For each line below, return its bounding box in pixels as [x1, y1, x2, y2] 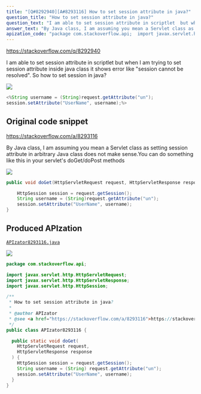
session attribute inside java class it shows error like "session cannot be [6, 65, 184, 72]
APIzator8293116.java [6, 239, 60, 245]
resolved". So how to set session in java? [6, 72, 106, 79]
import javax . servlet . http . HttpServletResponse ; [6, 277, 130, 283]
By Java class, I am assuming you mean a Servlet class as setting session [6, 144, 188, 151]
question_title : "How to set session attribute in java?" [6, 14, 154, 20]
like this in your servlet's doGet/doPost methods [6, 157, 125, 164]
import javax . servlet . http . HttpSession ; [6, 283, 109, 289]
